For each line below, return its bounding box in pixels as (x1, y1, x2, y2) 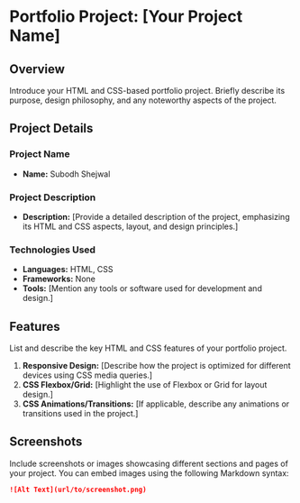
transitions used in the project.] (22, 408, 139, 419)
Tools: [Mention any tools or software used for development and (22, 283, 263, 294)
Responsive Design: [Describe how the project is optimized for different (22, 361, 291, 371)
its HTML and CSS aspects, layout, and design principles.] (22, 221, 239, 232)
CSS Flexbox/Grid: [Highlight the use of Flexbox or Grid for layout (22, 380, 268, 390)
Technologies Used (9, 243, 96, 256)
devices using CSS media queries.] (22, 370, 153, 380)
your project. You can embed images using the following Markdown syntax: (9, 467, 290, 479)
